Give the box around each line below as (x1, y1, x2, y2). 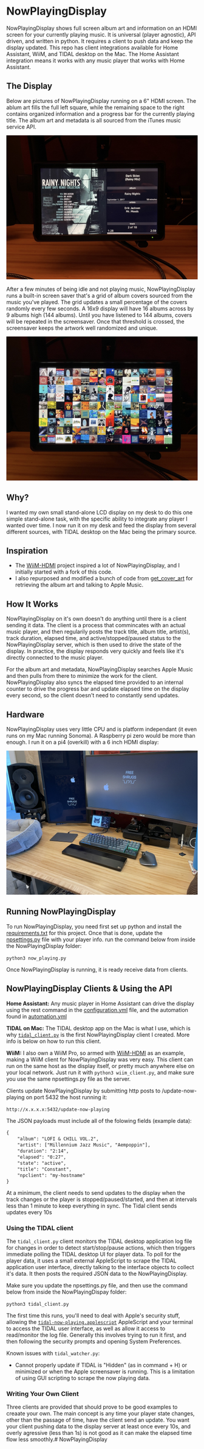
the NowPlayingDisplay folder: (6, 942, 82, 949)
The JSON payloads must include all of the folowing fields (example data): (6, 1117, 192, 1124)
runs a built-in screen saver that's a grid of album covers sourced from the (6, 291, 193, 299)
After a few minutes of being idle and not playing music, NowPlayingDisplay (6, 285, 195, 293)
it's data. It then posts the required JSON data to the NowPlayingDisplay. (6, 1270, 188, 1277)
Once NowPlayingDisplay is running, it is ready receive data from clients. (6, 966, 188, 973)
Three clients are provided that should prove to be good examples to (6, 1403, 178, 1411)
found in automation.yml (6, 1013, 67, 1020)
